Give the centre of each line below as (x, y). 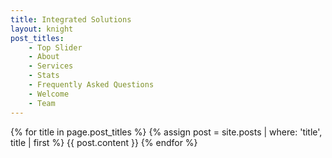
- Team (42, 103)
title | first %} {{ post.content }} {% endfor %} (104, 142)
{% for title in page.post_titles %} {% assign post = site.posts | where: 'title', (166, 132)
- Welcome (49, 94)
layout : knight (42, 29)
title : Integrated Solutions (71, 19)
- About (44, 57)
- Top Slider (55, 47)
